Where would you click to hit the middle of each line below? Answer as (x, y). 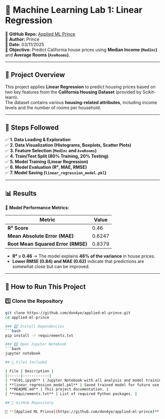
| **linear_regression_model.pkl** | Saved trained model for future (78, 385)
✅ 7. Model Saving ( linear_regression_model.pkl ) (56, 172)
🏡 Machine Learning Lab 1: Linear (74, 10)
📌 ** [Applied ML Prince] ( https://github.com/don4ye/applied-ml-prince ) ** (82, 412)
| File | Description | (29, 371)
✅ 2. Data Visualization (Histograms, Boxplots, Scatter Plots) (68, 145)
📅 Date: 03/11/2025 (25, 44)
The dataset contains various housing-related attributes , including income (81, 102)
